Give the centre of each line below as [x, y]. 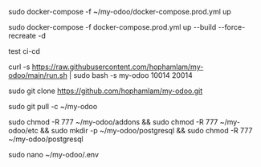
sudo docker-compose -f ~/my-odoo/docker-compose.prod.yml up [120, 12]
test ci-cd [24, 51]
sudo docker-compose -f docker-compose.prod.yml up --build [112, 27]
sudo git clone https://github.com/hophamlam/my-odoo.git [106, 91]
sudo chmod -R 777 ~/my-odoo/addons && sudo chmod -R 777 [113, 122]
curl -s [19, 67]
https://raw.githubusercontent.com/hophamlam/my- [118, 67]
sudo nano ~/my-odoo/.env [53, 155]
